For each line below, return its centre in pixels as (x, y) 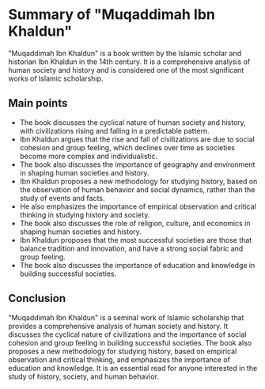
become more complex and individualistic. (89, 156)
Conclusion (37, 298)
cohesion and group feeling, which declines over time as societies (127, 147)
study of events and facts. (62, 198)
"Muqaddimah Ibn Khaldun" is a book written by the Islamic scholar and (125, 53)
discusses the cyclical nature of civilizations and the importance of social (127, 334)
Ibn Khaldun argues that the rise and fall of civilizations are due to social (137, 139)
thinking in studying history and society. (85, 214)
